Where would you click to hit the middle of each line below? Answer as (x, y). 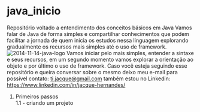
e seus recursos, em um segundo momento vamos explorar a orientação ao (100, 59)
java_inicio (34, 11)
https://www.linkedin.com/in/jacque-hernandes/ (66, 84)
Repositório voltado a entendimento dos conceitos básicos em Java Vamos (99, 28)
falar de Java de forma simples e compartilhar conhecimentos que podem (98, 34)
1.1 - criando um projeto (44, 102)
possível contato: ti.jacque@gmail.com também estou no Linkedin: (89, 78)
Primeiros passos (37, 96)
